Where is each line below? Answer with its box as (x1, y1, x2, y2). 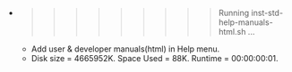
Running (218, 8, 250, 18)
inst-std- (250, 8, 284, 18)
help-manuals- (218, 17, 273, 28)
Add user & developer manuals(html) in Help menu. (30, 44, 220, 54)
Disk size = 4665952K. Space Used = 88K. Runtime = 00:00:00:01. (30, 53, 279, 63)
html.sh (218, 27, 246, 36)
